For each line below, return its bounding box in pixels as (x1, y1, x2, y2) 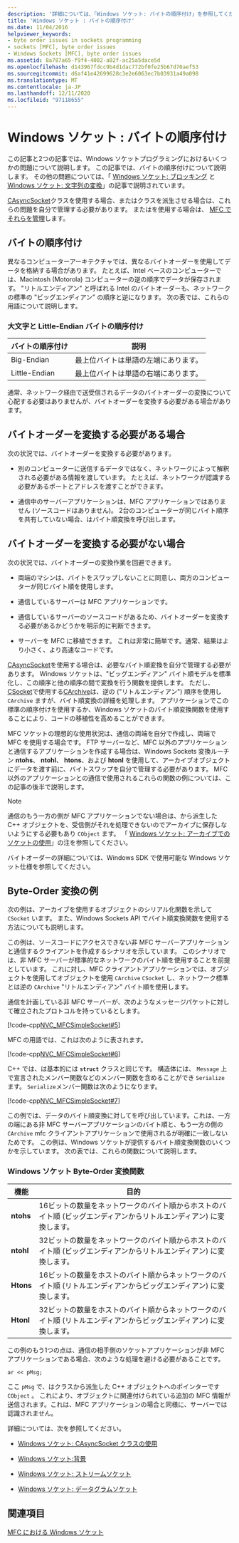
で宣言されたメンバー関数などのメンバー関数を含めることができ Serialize (7, 1074, 225, 1082)
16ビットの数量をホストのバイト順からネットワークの (38, 1269, 219, 1279)
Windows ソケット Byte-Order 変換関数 (7, 1166, 144, 1176)
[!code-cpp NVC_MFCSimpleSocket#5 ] (7, 1021, 121, 1029)
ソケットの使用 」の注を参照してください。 (7, 838, 132, 846)
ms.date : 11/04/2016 (7, 24, 69, 31)
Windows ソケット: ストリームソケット (17, 1469, 132, 1478)
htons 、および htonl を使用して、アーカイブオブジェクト (63, 756, 231, 764)
